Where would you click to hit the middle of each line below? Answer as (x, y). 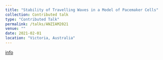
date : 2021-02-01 (23, 33)
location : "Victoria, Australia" (40, 38)
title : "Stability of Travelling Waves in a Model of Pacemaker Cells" (82, 10)
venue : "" (16, 29)
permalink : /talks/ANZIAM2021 (37, 24)
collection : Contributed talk (37, 15)
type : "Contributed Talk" (32, 19)
